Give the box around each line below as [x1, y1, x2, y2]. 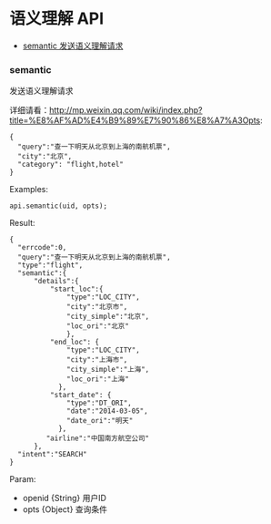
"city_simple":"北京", [66, 312, 150, 322]
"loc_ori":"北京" [66, 322, 129, 331]
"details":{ [33, 277, 79, 286]
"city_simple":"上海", [66, 365, 150, 375]
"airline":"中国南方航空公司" [45, 434, 150, 443]
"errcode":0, [17, 243, 67, 252]
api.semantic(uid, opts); [9, 201, 107, 211]
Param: [9, 474, 36, 485]
